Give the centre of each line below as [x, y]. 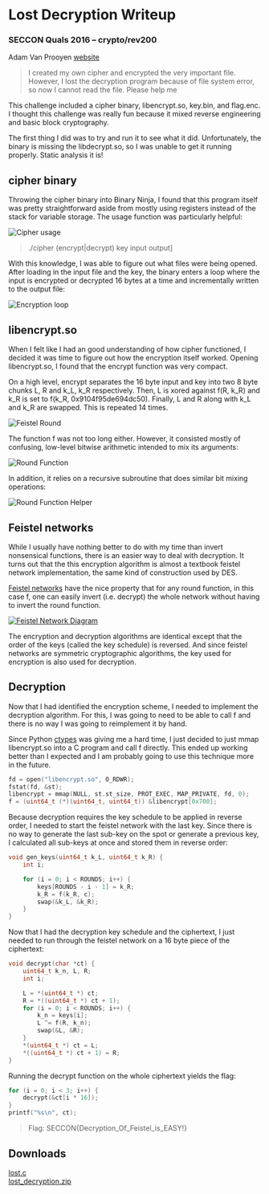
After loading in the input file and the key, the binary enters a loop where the [134, 272]
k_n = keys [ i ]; [63, 1016]
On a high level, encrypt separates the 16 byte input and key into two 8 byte [133, 382]
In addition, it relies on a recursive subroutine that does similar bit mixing [128, 479]
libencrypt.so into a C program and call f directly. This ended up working [128, 748]
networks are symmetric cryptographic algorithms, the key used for [120, 653]
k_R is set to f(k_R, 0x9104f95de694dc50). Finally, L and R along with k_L [130, 399]
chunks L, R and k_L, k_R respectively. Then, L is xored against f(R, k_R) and [134, 390]
